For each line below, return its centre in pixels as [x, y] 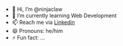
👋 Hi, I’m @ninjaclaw [37, 9]
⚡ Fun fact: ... [28, 38]
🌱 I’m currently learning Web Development [64, 16]
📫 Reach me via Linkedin [43, 22]
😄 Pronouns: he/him [37, 31]
